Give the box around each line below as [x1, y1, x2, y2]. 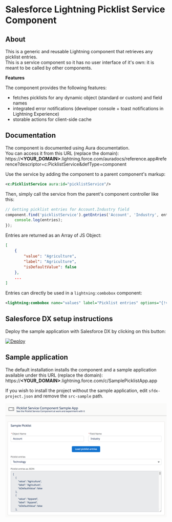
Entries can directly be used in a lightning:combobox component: [5, 290, 142, 296]
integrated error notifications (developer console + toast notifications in [12, 106, 164, 111]
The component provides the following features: [5, 85, 107, 91]
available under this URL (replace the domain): [5, 372, 103, 378]
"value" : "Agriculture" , [24, 254, 77, 259]
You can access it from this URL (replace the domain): [5, 150, 119, 156]
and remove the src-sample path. [34, 393, 103, 399]
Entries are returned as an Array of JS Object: [5, 232, 102, 239]
